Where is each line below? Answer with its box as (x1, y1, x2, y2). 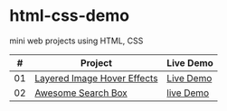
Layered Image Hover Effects (34, 71, 158, 84)
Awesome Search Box (34, 87, 128, 99)
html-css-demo (9, 5, 129, 26)
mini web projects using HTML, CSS (9, 35, 144, 46)
